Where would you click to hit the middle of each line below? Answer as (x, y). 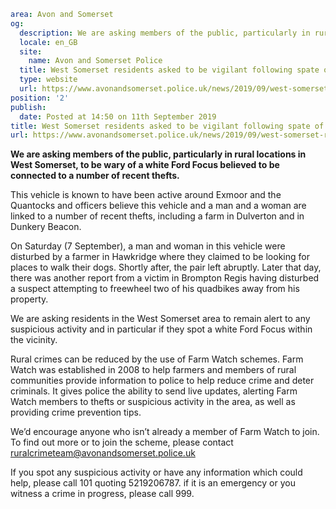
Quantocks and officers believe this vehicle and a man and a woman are (158, 206)
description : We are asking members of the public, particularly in (165, 33)
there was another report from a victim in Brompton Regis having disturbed (165, 278)
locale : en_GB (48, 42)
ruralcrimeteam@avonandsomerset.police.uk (103, 453)
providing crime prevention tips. (76, 412)
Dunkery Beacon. (46, 227)
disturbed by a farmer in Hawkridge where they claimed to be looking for (160, 257)
